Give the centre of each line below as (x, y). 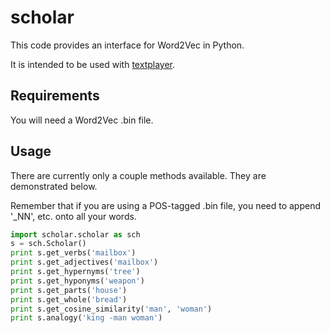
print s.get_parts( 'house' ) (69, 290)
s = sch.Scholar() (48, 244)
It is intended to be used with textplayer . (93, 64)
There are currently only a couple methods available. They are (138, 175)
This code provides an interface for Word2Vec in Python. (127, 45)
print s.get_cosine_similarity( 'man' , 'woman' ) (111, 309)
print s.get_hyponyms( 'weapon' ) (77, 281)
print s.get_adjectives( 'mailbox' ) (84, 262)
